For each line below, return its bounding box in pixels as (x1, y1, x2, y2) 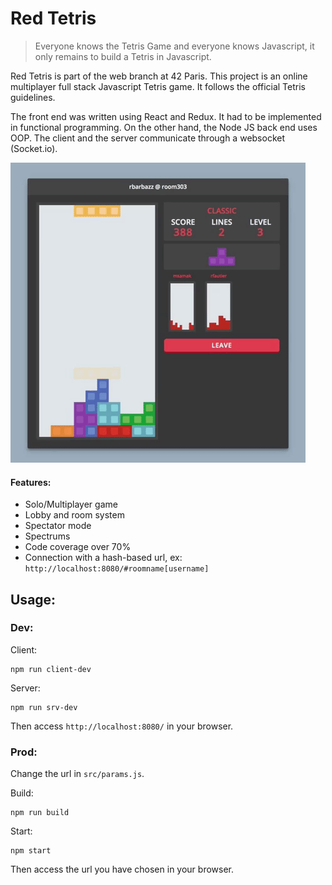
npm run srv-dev (10, 702, 78, 712)
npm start (10, 846, 52, 856)
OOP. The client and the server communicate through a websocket (10, 132, 286, 144)
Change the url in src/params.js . (10, 768, 145, 780)
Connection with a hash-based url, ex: (24, 552, 183, 564)
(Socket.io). (10, 142, 58, 154)
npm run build (10, 808, 70, 818)
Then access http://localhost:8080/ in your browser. (10, 720, 234, 732)
